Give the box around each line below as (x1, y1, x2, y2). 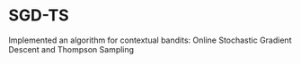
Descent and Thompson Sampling (8, 44, 135, 54)
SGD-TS (8, 5, 69, 26)
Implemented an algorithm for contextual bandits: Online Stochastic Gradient (8, 35, 292, 45)
